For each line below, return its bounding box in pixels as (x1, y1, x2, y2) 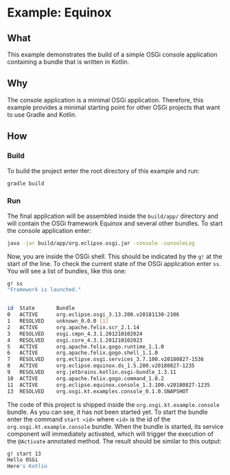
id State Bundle (7, 305, 76, 312)
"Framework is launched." (7, 287, 81, 294)
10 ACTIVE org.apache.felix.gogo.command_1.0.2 (7, 375, 165, 382)
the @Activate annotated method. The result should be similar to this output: (7, 437, 222, 445)
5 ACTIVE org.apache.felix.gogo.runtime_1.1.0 (7, 343, 165, 350)
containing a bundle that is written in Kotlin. (7, 58, 130, 66)
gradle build (7, 180, 45, 187)
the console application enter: (7, 226, 91, 234)
